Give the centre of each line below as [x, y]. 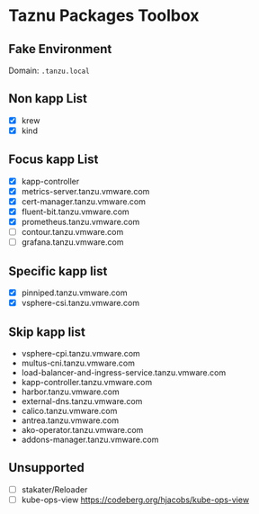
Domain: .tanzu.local [49, 70]
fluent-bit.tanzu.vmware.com [75, 212]
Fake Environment [60, 49]
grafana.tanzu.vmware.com [72, 242]
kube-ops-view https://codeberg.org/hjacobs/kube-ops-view [135, 500]
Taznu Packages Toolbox [104, 16]
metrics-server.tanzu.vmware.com [85, 191]
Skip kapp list [47, 332]
